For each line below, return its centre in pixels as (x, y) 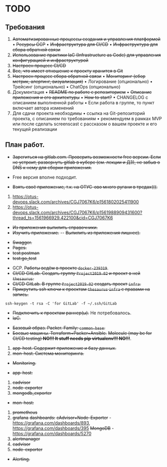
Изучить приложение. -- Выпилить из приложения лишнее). (76, 233)
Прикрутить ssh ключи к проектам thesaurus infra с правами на (81, 289)
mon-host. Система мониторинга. (48, 353)
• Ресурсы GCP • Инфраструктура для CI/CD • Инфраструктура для (85, 44)
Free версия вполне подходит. (45, 177)
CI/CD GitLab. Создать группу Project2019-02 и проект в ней (76, 273)
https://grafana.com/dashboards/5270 (52, 433)
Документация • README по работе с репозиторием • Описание (82, 92)
